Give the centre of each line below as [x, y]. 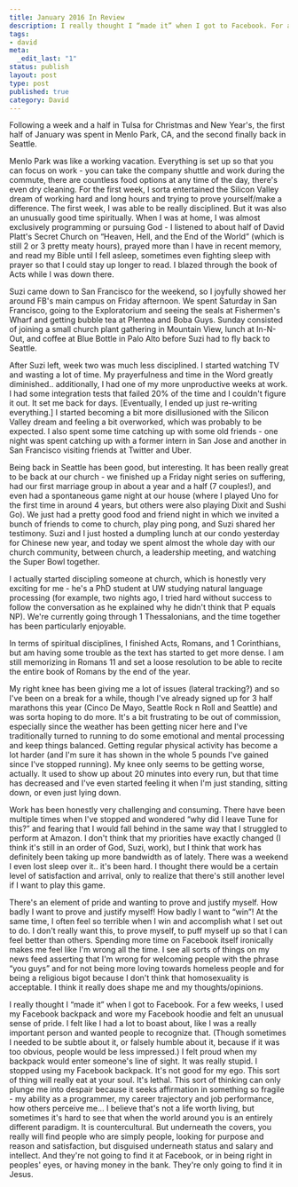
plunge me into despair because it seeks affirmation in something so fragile [147, 1089]
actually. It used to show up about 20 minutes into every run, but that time [144, 774]
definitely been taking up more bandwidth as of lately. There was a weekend [149, 857]
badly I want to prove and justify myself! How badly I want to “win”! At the [144, 912]
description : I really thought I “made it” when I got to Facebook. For [146, 26]
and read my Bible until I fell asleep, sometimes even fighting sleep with [140, 256]
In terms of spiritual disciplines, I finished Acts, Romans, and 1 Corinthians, [145, 644]
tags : [19, 34]
